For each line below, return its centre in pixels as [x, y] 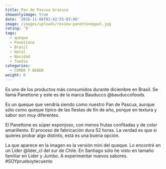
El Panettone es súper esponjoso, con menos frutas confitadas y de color [81, 125]
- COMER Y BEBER [27, 71]
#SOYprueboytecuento [29, 161]
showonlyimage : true [27, 15]
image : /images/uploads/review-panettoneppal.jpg [58, 24]
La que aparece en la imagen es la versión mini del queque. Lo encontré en [83, 145]
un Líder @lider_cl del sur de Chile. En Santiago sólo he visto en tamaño [80, 150]
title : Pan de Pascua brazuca [37, 10]
